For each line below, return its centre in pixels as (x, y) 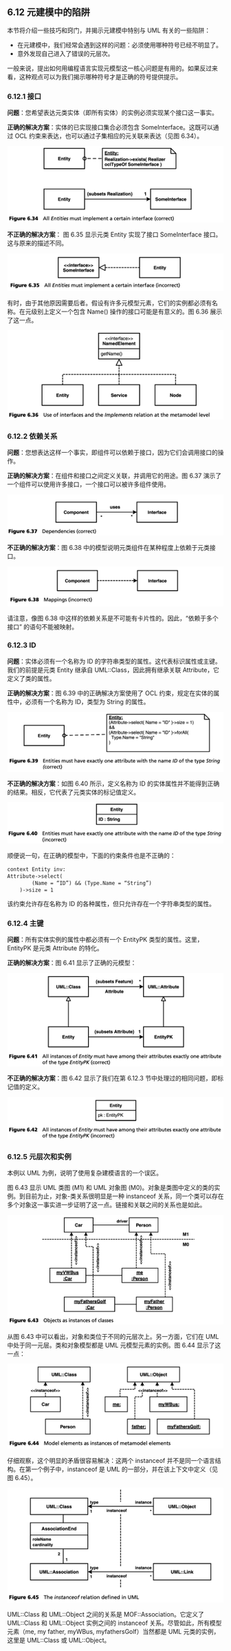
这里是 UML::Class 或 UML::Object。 (59, 1640)
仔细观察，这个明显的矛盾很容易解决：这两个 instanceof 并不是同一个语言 (111, 1461)
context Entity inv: (37, 869)
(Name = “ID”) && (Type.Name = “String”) (92, 883)
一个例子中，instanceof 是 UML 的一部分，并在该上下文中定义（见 (124, 1469)
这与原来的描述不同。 (37, 243)
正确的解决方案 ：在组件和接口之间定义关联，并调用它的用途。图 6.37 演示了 (114, 476)
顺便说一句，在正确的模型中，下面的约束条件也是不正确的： (91, 855)
